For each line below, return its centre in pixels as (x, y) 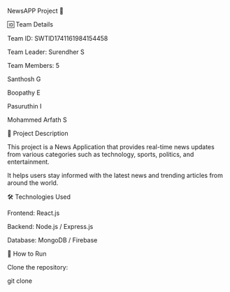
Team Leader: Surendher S (46, 52)
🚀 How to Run (27, 253)
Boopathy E (24, 92)
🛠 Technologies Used (39, 197)
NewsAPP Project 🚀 (36, 11)
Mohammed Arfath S (37, 120)
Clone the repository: (38, 267)
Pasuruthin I (24, 106)
